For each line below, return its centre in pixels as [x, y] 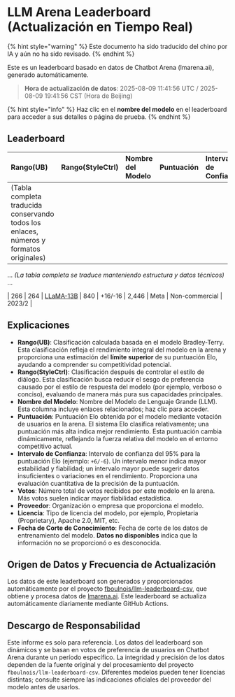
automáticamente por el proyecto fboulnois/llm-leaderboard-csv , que [107, 589]
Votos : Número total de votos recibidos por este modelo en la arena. [116, 491]
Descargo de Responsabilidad [74, 625]
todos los [26, 222]
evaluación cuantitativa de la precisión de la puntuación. [98, 483]
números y [28, 240]
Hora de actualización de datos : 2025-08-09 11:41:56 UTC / [111, 88]
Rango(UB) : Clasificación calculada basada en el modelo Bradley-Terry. [121, 342]
